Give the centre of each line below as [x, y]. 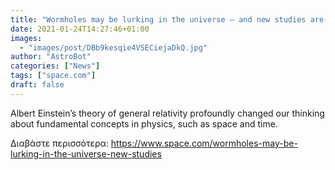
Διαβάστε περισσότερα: [59, 143]
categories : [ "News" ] [55, 66]
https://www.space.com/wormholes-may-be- [204, 143]
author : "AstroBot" [51, 57]
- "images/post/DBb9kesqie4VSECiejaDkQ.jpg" [113, 47]
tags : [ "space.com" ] [53, 76]
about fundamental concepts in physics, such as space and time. [144, 123]
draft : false [37, 85]
